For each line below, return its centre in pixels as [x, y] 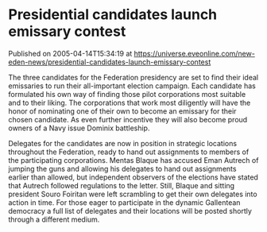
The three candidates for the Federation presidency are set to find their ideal [133, 77]
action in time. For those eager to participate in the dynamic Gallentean [124, 202]
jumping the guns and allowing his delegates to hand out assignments [122, 168]
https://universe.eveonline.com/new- [195, 53]
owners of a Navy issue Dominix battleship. [79, 128]
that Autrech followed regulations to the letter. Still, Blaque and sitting [122, 185]
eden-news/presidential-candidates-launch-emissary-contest [110, 62]
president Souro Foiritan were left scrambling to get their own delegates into [133, 194]
